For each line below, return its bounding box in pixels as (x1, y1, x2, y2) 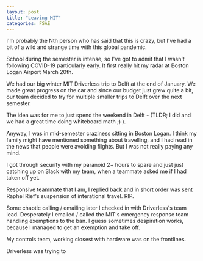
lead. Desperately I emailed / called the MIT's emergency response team (6, 211, 189, 218)
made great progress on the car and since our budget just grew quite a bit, (6, 87, 194, 94)
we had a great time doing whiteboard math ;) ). (6, 118, 126, 125)
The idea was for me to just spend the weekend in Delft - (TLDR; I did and (6, 111, 191, 119)
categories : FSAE (6, 20, 51, 26)
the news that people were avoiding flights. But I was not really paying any (6, 143, 193, 150)
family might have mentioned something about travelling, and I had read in (6, 136, 193, 144)
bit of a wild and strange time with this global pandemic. (6, 43, 148, 51)
